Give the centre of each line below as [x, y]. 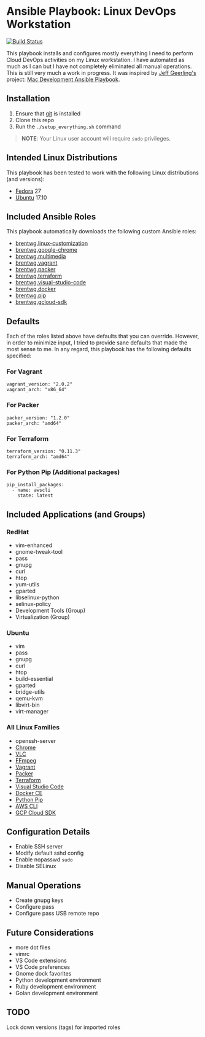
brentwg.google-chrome [46, 250]
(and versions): [25, 179]
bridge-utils [30, 692]
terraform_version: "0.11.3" [44, 452]
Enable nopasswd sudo [44, 860]
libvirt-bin [27, 705]
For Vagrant [24, 371]
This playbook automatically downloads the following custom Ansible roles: [101, 231]
